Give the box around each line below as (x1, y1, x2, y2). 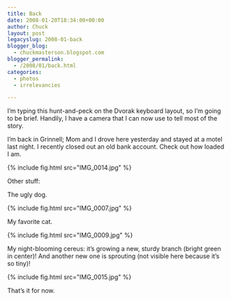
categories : (7, 68, 42, 75)
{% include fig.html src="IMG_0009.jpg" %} (7, 231, 133, 239)
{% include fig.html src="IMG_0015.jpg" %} (7, 273, 132, 281)
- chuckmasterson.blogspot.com (13, 50, 105, 57)
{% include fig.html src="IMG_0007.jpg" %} (7, 204, 133, 213)
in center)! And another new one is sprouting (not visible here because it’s (7, 252, 220, 260)
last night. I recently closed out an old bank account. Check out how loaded (7, 142, 225, 151)
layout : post (7, 29, 45, 37)
